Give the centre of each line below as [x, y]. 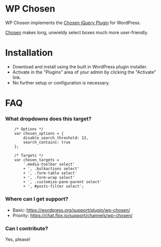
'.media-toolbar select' [49, 164]
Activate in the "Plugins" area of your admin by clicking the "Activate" [84, 72]
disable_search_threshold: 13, [56, 138]
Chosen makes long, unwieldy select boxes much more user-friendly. [77, 32]
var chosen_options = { [39, 134]
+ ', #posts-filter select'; [54, 187]
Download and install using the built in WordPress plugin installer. [80, 66]
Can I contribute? [27, 228]
